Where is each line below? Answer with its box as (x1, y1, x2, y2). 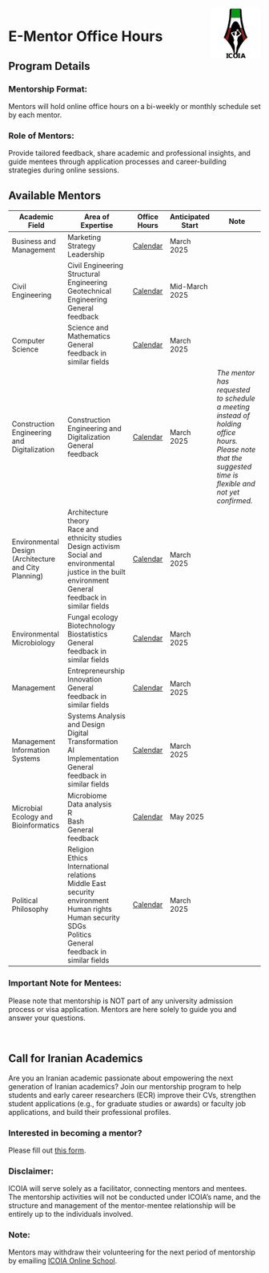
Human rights (67, 904, 112, 913)
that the (216, 453, 243, 463)
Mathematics (67, 331, 110, 341)
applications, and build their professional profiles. (8, 1107, 171, 1116)
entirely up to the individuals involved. (8, 1210, 134, 1219)
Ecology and (11, 812, 54, 822)
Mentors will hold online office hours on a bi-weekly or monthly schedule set (8, 101, 261, 111)
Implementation (67, 754, 119, 763)
